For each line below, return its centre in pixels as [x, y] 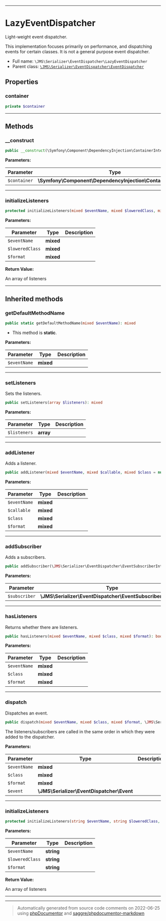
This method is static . [35, 333]
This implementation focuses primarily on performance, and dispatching [79, 46]
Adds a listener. [21, 463]
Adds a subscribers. [25, 557]
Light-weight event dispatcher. [36, 37]
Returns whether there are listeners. [42, 627]
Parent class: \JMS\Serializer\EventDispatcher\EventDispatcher [78, 66]
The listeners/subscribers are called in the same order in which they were [80, 731]
